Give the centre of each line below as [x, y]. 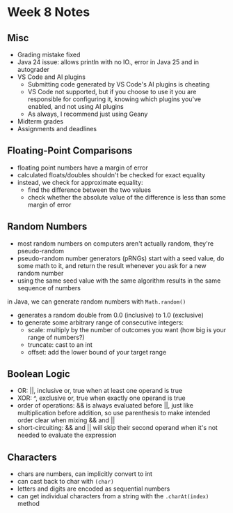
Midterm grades [40, 121]
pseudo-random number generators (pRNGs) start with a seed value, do [121, 258]
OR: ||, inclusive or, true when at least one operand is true [100, 391]
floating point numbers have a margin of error [82, 168]
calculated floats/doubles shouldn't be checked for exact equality [111, 174]
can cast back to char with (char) [65, 482]
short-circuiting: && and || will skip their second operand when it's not [117, 428]
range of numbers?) [56, 337]
